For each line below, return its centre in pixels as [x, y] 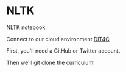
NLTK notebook [26, 27]
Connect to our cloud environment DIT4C [58, 39]
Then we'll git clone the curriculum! [51, 62]
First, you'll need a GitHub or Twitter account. [63, 51]
